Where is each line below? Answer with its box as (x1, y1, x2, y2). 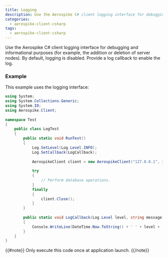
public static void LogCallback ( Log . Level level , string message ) (23, 215, 164, 220)
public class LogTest (14, 126, 59, 132)
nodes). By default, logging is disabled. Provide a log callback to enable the (5, 55, 160, 61)
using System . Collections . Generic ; (5, 99, 79, 104)
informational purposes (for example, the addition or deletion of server (5, 50, 150, 56)
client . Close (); (40, 196, 75, 201)
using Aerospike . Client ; (5, 108, 57, 113)
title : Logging (5, 7, 37, 13)
